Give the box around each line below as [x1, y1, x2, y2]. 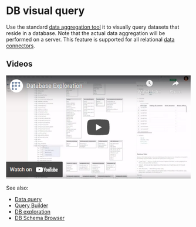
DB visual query [6, 4, 85, 18]
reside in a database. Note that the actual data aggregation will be [6, 29, 165, 36]
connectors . [6, 42, 35, 49]
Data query [14, 196, 42, 203]
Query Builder [14, 202, 49, 209]
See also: [6, 184, 29, 191]
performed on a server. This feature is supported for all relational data [6, 36, 175, 43]
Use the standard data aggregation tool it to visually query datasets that [6, 23, 180, 30]
